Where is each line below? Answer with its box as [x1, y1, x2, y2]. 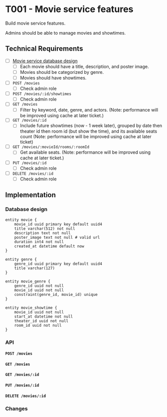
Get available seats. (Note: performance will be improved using [20, 149, 151, 155]
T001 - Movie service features [5, 4, 134, 15]
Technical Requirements [5, 44, 83, 53]
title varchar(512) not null [14, 226, 75, 231]
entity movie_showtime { [5, 305, 57, 310]
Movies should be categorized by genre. [20, 69, 104, 75]
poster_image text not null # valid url [14, 235, 100, 240]
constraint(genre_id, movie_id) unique [14, 292, 98, 297]
